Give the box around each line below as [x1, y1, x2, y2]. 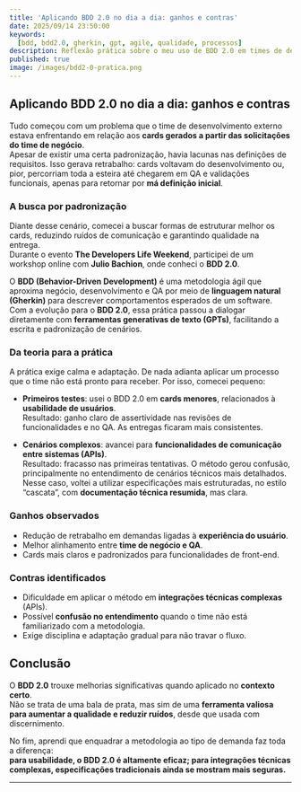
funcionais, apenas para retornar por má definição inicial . [9, 177, 224, 189]
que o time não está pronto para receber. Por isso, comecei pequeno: [9, 376, 266, 387]
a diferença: [9, 744, 54, 755]
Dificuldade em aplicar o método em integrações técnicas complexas [21, 592, 282, 603]
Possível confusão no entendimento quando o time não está [21, 611, 248, 621]
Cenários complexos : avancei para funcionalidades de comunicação [21, 439, 282, 450]
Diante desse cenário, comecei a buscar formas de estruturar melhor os [9, 220, 275, 231]
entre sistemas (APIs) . [21, 449, 107, 460]
